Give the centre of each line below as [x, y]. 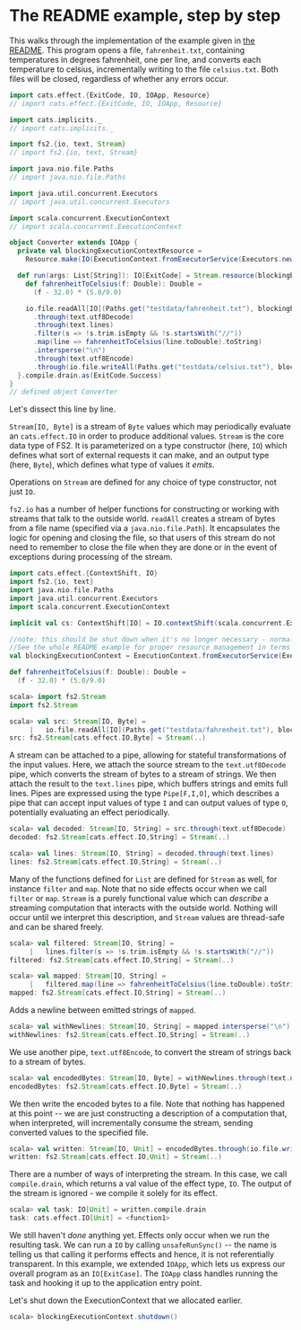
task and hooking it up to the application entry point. [106, 1283]
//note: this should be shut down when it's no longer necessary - [138, 639]
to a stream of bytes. [47, 1061]
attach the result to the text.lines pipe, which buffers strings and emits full [149, 784]
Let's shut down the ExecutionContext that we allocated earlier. [126, 1300]
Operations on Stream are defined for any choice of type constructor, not [143, 483]
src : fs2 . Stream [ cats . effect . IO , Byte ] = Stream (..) [107, 738]
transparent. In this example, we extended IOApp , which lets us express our [147, 1264]
